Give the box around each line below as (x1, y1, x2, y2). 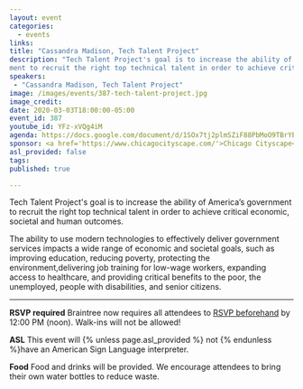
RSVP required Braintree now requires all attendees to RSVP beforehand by (9, 308, 290, 319)
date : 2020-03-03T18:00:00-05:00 (9, 106, 135, 115)
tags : (9, 155, 30, 165)
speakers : (9, 72, 47, 81)
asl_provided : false (9, 147, 87, 156)
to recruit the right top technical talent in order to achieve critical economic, (9, 207, 290, 218)
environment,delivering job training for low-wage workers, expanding (9, 263, 267, 273)
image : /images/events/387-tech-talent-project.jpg (9, 88, 207, 97)
